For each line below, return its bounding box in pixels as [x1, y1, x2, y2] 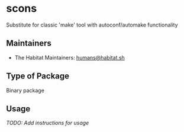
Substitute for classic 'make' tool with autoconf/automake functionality [6, 21, 179, 28]
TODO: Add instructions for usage [6, 120, 89, 127]
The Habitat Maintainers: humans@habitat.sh [14, 54, 125, 61]
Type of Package [6, 71, 70, 81]
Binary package [6, 87, 44, 94]
